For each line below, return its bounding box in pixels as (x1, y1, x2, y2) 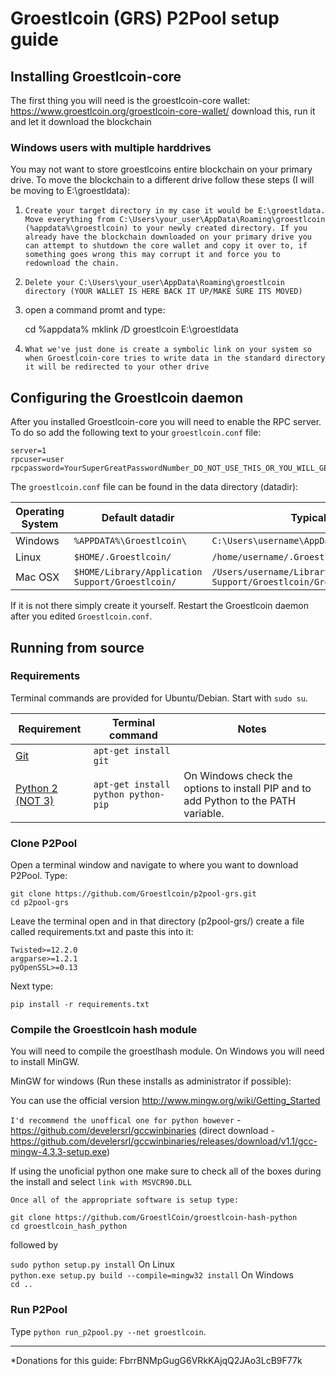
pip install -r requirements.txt (10, 1000, 150, 1010)
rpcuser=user (10, 455, 65, 465)
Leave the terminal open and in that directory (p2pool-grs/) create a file (10, 915, 305, 927)
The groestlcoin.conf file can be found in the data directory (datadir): (10, 481, 299, 493)
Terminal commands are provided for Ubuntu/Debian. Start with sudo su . (10, 692, 308, 704)
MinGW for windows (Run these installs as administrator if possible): (10, 1075, 292, 1087)
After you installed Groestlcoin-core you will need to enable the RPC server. (10, 416, 322, 428)
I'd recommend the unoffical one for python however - (10, 1114, 242, 1126)
